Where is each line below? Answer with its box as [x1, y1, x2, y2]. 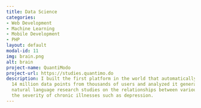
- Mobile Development [6, 31, 60, 37]
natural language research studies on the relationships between [11, 87, 178, 93]
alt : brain [6, 59, 33, 65]
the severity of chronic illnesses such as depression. [11, 92, 154, 98]
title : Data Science [6, 8, 58, 15]
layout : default [6, 43, 47, 49]
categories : [6, 14, 36, 20]
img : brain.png [6, 53, 44, 59]
